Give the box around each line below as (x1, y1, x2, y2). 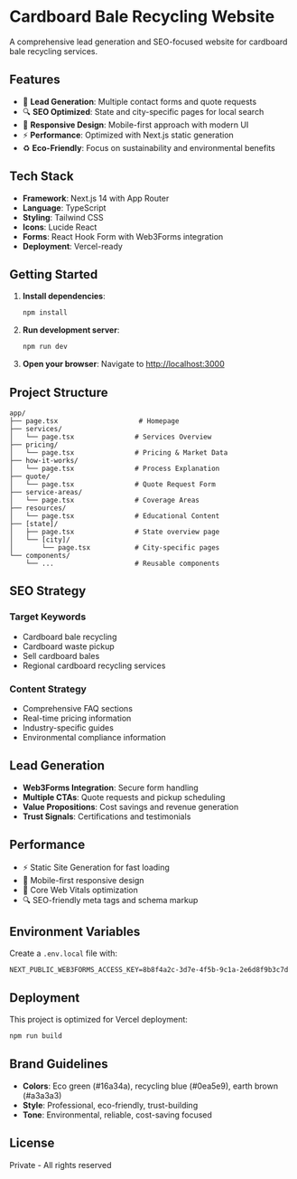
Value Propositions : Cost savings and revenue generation (22, 801, 239, 812)
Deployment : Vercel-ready (22, 241, 124, 251)
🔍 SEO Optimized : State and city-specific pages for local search (22, 106, 265, 117)
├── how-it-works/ (9, 456, 79, 465)
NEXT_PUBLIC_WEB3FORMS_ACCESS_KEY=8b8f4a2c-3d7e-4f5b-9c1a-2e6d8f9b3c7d (9, 966, 289, 975)
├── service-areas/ (9, 487, 83, 496)
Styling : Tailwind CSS (22, 212, 104, 222)
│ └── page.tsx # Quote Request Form (9, 479, 217, 489)
